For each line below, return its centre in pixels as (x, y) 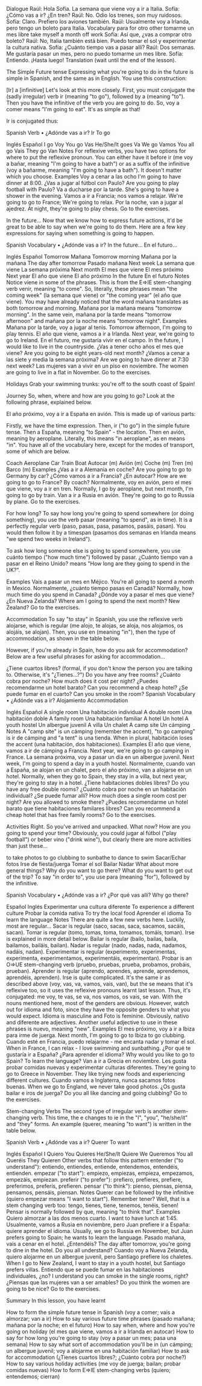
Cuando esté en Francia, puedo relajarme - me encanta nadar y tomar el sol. (101, 1042)
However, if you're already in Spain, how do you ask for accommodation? (97, 650)
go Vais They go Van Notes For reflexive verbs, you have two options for (96, 151)
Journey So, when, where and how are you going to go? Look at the (90, 396)
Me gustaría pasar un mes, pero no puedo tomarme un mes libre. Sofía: (95, 54)
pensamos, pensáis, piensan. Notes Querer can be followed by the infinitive (100, 1192)
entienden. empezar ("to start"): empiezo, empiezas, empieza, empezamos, (100, 1173)
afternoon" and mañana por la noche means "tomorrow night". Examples (96, 321)
